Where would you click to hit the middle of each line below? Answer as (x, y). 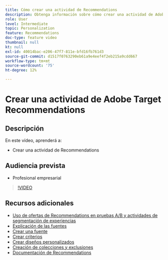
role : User (16, 19)
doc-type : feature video (31, 38)
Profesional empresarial (37, 177)
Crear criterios (27, 236)
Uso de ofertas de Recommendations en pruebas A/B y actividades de (85, 215)
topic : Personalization (30, 28)
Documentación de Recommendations (52, 252)
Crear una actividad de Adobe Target (83, 99)
